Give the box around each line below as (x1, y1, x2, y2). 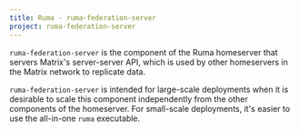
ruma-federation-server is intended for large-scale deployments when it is (9, 84, 289, 95)
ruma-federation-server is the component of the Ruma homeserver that (9, 46, 279, 57)
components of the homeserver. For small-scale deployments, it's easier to (9, 103, 291, 114)
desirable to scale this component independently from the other (9, 93, 248, 105)
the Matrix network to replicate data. (9, 65, 146, 77)
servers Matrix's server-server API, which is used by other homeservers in (9, 56, 289, 67)
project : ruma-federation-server (9, 22, 136, 31)
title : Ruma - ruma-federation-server (9, 13, 156, 23)
